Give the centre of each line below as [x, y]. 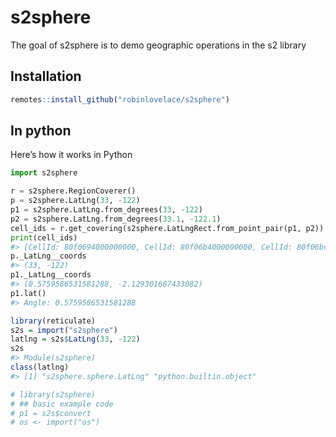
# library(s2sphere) [53, 394]
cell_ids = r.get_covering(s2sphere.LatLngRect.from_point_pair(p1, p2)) [167, 228]
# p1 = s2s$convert [51, 413]
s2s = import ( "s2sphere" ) [64, 330]
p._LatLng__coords [48, 256]
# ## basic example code [62, 404]
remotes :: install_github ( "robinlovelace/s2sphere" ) [120, 99]
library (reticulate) [53, 321]
